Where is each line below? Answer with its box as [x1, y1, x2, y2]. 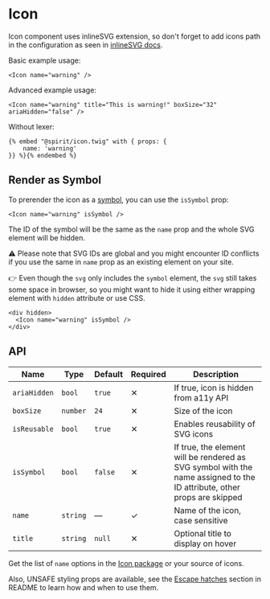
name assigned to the [174, 471, 256, 482]
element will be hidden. [8, 232, 86, 242]
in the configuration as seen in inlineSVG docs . [8, 39, 163, 49]
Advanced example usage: [8, 85, 96, 95]
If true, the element [174, 441, 246, 453]
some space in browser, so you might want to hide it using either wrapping [8, 285, 256, 294]
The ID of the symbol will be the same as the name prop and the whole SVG [8, 224, 255, 234]
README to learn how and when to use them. [8, 582, 159, 592]
